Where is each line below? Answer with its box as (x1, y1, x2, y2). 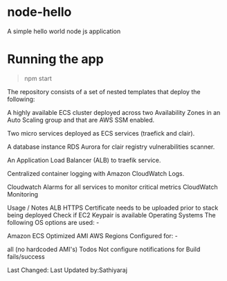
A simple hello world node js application (7, 27, 121, 35)
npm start (24, 74, 52, 82)
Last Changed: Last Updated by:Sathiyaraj (7, 266, 128, 274)
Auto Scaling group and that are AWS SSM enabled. (7, 116, 155, 124)
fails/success (7, 252, 45, 260)
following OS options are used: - (7, 218, 100, 226)
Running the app (7, 51, 104, 67)
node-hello (7, 4, 72, 20)
